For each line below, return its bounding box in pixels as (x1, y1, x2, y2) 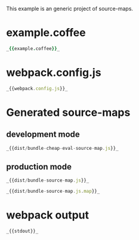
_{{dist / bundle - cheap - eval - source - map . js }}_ (6, 145, 119, 151)
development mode (6, 130, 81, 140)
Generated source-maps (6, 106, 131, 119)
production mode (6, 161, 72, 172)
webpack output (6, 208, 89, 222)
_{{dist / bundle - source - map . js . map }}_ (6, 188, 100, 195)
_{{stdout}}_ (6, 228, 39, 234)
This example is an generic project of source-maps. (6, 5, 133, 12)
